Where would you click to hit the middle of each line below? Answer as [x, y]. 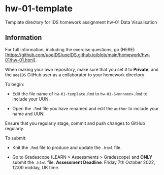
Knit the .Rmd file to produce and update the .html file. [67, 147]
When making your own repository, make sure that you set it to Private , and [82, 69]
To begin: [15, 84]
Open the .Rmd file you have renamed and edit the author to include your [85, 108]
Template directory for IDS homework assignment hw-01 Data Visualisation [81, 22]
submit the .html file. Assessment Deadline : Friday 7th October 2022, [83, 162]
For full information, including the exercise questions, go [62, 49]
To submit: [16, 138]
